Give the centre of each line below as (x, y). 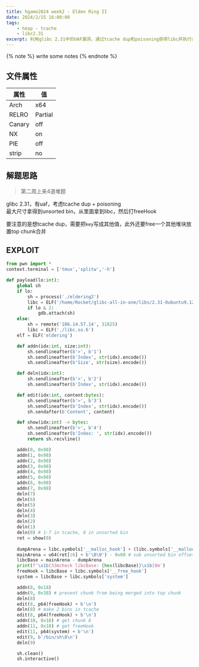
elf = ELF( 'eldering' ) (45, 335)
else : (24, 319)
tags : (13, 23)
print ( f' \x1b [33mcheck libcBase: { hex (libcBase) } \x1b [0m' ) (91, 566)
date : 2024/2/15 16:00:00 (38, 17)
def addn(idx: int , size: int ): (54, 346)
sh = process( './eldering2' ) (63, 297)
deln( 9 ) (26, 643)
